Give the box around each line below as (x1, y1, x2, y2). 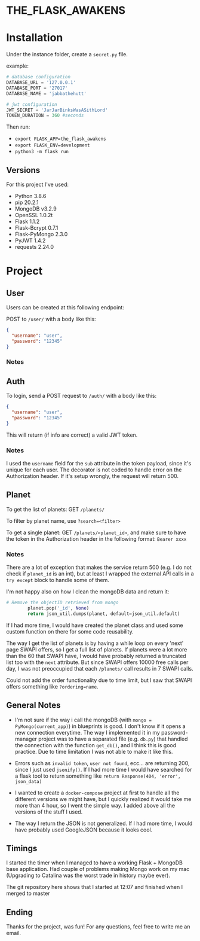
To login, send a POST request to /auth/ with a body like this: (6, 392, 157, 400)
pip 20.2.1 (14, 199, 39, 206)
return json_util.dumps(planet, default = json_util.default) (27, 611, 180, 617)
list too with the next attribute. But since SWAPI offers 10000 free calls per (6, 659, 189, 666)
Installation (6, 31, 63, 45)
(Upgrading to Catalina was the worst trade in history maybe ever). (6, 872, 170, 879)
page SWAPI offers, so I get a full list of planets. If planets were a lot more (6, 645, 187, 653)
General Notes (6, 701, 61, 711)
